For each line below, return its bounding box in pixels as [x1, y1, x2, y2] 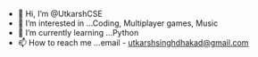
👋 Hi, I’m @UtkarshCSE [17, 9, 103, 19]
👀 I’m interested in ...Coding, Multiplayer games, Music [17, 18, 219, 28]
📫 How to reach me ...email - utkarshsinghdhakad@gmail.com [17, 37, 249, 48]
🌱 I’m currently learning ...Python [17, 28, 139, 37]
